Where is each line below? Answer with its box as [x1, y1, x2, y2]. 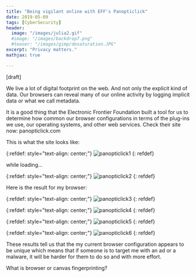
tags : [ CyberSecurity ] [6, 19, 61, 25]
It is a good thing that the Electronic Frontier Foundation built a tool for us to [6, 108, 188, 115]
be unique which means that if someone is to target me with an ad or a [6, 247, 176, 254]
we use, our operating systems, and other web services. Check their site [6, 121, 181, 128]
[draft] [6, 73, 22, 80]
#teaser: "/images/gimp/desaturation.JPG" [11, 42, 116, 47]
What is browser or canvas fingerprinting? [6, 264, 108, 271]
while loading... [6, 161, 43, 168]
